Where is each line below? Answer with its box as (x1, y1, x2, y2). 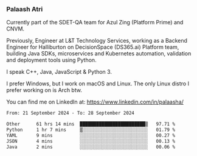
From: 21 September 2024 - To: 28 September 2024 (6, 110, 135, 116)
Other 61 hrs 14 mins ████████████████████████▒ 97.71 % (6, 121, 175, 127)
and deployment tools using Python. (6, 57, 97, 64)
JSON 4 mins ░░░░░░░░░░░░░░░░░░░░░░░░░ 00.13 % (6, 138, 175, 144)
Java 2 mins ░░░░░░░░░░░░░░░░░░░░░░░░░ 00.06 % (6, 144, 175, 150)
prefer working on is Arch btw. (6, 87, 82, 94)
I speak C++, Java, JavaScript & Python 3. (6, 68, 112, 76)
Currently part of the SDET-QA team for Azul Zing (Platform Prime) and (6, 19, 184, 26)
